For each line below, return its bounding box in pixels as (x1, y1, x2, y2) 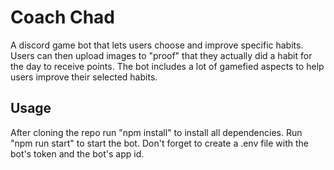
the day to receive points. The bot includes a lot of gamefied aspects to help (10, 60, 325, 72)
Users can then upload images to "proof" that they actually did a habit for (10, 49, 313, 61)
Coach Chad (10, 6, 116, 29)
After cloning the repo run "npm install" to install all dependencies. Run (10, 126, 303, 138)
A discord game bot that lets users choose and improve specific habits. (10, 39, 304, 51)
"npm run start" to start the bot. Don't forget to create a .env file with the (10, 137, 309, 149)
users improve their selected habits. (10, 71, 158, 83)
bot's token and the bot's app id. (10, 147, 145, 160)
